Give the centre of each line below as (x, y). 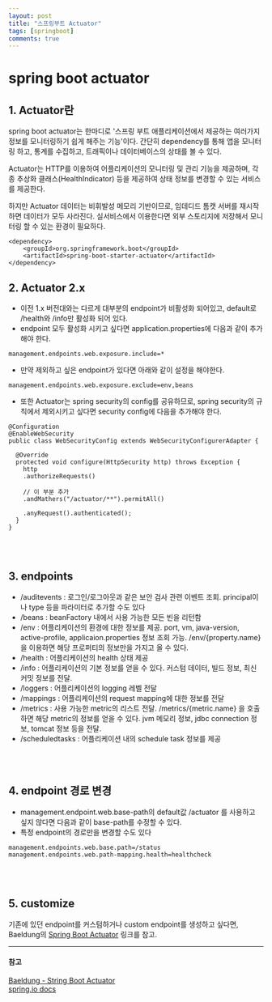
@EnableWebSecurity (41, 434)
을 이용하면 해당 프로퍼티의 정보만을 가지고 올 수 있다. (104, 647)
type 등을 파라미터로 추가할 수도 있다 (87, 607)
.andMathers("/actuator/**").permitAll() (93, 499)
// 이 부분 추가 (46, 492)
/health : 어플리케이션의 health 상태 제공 (84, 657)
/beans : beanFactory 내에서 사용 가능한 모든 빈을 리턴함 (110, 617)
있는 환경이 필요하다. (73, 227)
